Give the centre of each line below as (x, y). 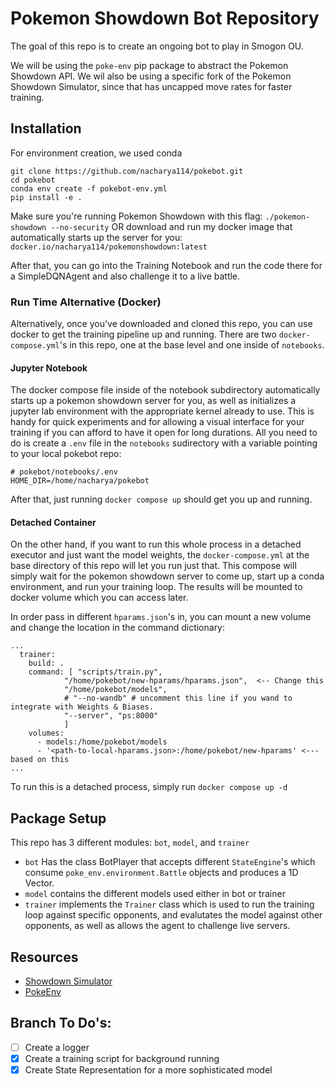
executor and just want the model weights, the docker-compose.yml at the (160, 555)
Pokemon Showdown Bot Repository (165, 18)
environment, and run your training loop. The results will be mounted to (156, 587)
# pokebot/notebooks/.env (64, 472)
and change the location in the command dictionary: (118, 628)
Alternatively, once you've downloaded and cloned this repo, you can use (161, 324)
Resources (44, 957)
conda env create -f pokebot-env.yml (89, 188)
